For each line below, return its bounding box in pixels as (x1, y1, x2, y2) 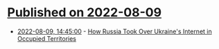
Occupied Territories (17, 34, 76, 42)
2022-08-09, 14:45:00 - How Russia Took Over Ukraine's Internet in (17, 27, 213, 35)
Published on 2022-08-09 (7, 5, 161, 20)
